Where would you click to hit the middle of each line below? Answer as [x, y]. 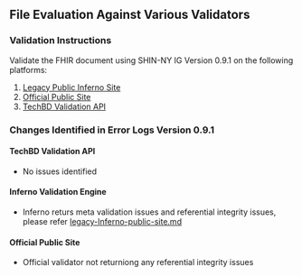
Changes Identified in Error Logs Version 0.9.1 [112, 130]
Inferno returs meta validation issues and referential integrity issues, [149, 212]
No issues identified [60, 171]
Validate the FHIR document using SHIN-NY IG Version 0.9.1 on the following [151, 60]
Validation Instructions [61, 41]
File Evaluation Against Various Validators [130, 15]
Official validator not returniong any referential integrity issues [138, 262]
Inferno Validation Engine [58, 192]
